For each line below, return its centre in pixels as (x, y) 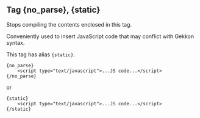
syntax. (16, 42)
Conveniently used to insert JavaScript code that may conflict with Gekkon (100, 36)
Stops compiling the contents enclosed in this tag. (69, 24)
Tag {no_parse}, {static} (53, 10)
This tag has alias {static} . (41, 54)
